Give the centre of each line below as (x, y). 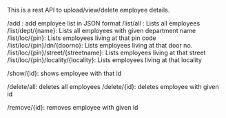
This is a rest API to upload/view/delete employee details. (89, 10)
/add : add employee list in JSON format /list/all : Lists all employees (104, 23)
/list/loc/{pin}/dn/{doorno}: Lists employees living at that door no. (100, 45)
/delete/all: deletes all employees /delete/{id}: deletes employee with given (113, 87)
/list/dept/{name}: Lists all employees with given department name (102, 31)
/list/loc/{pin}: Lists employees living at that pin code (82, 38)
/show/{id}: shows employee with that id (64, 73)
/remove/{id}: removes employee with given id (73, 107)
